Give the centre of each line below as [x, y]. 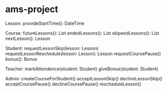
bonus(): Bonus [21, 59]
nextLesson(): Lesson [28, 38]
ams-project [32, 9]
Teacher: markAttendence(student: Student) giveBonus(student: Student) [82, 69]
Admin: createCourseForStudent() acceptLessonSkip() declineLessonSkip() [84, 78]
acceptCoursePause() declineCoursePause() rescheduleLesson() [73, 84]
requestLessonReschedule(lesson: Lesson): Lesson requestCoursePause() [83, 54]
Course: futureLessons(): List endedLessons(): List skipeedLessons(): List [82, 33]
